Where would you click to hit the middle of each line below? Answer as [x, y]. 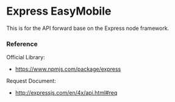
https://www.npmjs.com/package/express [68, 69]
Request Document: [31, 81]
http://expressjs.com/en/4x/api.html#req [66, 93]
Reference [22, 44]
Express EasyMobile [59, 11]
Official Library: [26, 57]
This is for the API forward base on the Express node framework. [88, 28]
